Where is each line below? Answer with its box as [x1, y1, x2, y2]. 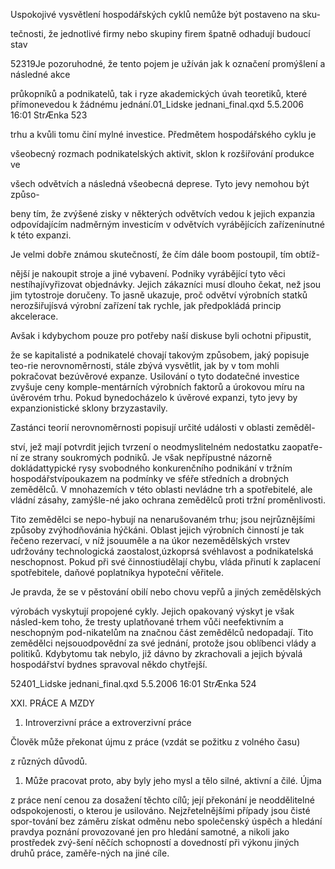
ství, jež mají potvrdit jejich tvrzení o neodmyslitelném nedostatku [10, 441, 280, 453]
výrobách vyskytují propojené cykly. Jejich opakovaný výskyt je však [10, 605, 295, 617]
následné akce [10, 69, 71, 80]
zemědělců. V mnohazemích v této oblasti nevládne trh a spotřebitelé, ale [10, 484, 313, 495]
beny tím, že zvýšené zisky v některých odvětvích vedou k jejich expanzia [10, 208, 316, 219]
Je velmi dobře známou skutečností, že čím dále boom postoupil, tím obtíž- [10, 249, 320, 260]
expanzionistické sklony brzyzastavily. [10, 402, 168, 414]
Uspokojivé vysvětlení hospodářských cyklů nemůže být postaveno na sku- [10, 9, 322, 20]
